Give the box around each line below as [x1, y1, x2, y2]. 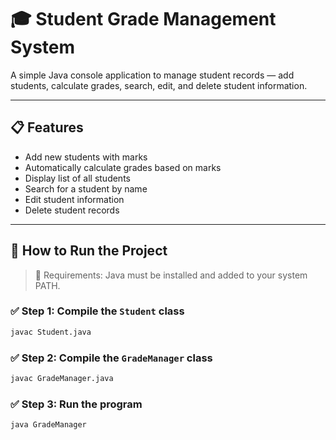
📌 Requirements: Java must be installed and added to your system [34, 269, 308, 281]
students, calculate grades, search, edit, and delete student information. [10, 79, 308, 91]
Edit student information [24, 193, 125, 205]
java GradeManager [10, 420, 87, 430]
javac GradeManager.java [10, 374, 114, 384]
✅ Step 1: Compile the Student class [10, 304, 185, 318]
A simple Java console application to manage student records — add [10, 69, 295, 81]
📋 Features [10, 119, 84, 136]
